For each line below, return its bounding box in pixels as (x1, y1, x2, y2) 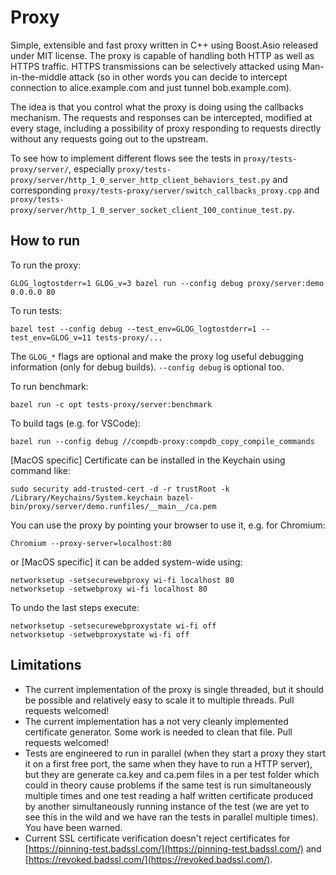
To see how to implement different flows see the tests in (10, 152, 242, 164)
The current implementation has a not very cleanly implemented (24, 715, 289, 727)
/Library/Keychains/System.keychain (10, 492, 163, 503)
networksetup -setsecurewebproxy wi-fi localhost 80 (10, 575, 235, 585)
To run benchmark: (10, 380, 89, 392)
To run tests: (10, 304, 62, 316)
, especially (68, 162, 116, 175)
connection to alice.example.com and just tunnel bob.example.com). (10, 81, 292, 93)
